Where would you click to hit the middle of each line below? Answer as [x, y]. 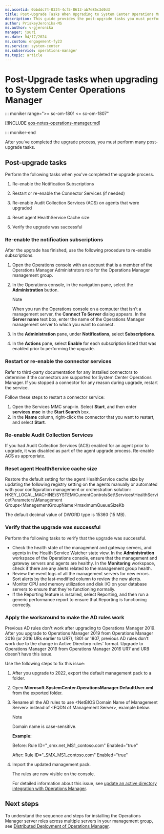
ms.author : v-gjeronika [29, 28]
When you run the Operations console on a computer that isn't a [77, 309]
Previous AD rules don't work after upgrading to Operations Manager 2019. [80, 628]
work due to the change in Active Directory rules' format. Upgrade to [74, 643]
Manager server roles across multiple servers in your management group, [79, 821]
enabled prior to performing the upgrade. [53, 349]
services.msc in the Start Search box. [51, 412]
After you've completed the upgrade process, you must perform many [76, 142]
